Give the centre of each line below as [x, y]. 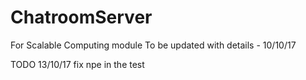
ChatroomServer [81, 17]
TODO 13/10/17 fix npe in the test [77, 64]
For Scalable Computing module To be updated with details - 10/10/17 [153, 45]
